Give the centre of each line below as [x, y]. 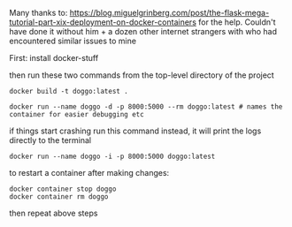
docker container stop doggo [63, 189]
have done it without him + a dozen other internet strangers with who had [143, 31]
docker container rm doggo [59, 197]
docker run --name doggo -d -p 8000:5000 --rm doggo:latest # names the [146, 107]
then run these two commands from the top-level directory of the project [142, 75]
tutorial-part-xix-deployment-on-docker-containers [103, 22]
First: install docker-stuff [54, 58]
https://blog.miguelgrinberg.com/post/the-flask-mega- [169, 13]
